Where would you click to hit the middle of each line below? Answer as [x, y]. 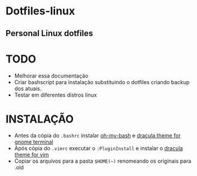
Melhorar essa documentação [51, 76]
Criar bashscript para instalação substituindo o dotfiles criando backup [102, 82]
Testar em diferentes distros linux [55, 95]
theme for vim [31, 155]
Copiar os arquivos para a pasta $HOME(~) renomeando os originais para [103, 161]
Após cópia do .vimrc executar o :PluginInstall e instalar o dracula [99, 148]
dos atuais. [28, 88]
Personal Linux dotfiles [49, 33]
